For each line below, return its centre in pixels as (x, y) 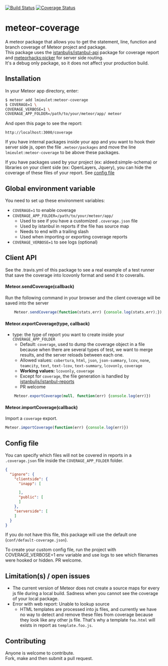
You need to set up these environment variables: (55, 200)
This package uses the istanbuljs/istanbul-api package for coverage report (82, 52)
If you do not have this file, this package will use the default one (71, 534)
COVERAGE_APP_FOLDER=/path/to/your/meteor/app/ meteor (63, 114)
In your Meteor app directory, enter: (42, 90)
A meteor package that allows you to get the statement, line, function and (81, 41)
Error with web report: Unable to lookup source (61, 604)
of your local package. (35, 599)
